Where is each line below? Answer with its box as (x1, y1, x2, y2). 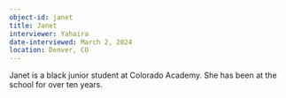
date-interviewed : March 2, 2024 (9, 37, 133, 47)
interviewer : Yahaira (9, 29, 89, 38)
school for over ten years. (9, 79, 104, 90)
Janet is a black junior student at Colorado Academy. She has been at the (9, 70, 277, 80)
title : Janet (9, 21, 58, 30)
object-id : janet (9, 12, 73, 22)
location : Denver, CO (9, 46, 89, 55)
